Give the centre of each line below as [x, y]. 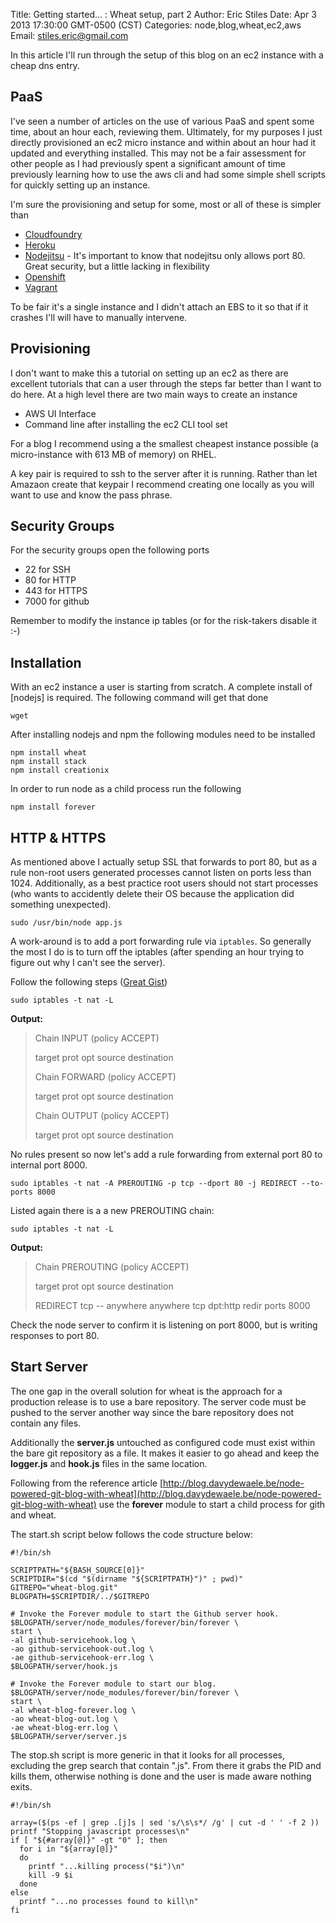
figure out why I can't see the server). [88, 963]
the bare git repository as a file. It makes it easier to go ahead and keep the [165, 1453]
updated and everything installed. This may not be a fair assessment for [158, 153]
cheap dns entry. [45, 65]
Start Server [49, 1367]
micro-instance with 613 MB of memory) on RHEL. [113, 454]
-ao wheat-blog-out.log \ [64, 1719]
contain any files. [46, 1423]
